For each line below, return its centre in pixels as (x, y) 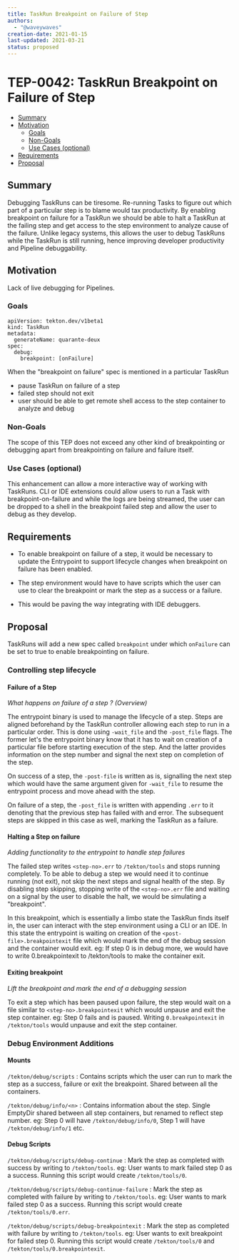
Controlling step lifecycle (52, 670)
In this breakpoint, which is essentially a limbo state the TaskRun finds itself (118, 918)
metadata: (22, 333)
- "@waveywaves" (38, 27)
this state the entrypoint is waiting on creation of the (84, 933)
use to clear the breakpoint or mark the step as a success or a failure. (120, 590)
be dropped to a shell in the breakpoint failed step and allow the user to (112, 507)
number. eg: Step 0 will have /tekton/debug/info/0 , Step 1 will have (106, 1120)
